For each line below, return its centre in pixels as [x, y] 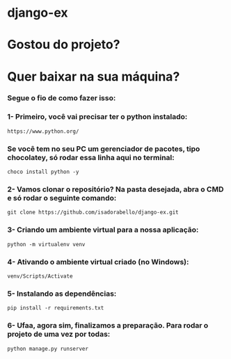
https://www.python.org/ [43, 131]
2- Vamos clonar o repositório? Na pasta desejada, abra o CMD [115, 189]
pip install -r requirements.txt [56, 308]
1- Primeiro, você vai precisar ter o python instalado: [97, 117]
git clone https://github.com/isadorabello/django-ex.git [93, 213]
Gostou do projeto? [64, 45]
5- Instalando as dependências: [62, 294]
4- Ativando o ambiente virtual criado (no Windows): [98, 262]
